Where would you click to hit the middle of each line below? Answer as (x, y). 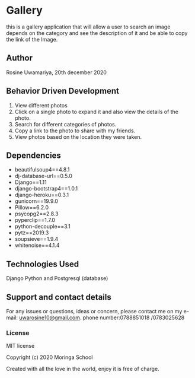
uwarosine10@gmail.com (49, 317)
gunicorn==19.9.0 (36, 201)
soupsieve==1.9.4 (36, 239)
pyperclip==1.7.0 (35, 220)
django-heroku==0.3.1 (42, 195)
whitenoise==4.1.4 (37, 245)
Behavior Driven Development (63, 91)
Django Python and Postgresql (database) (57, 278)
